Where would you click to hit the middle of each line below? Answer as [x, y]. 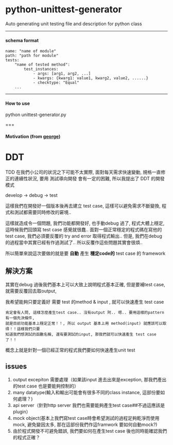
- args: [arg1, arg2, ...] [62, 74]
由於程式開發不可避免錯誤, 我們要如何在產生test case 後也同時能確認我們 [90, 431]
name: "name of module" [31, 51]
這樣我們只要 [28, 329]
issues [16, 367]
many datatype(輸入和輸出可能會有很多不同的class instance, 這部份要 [86, 392]
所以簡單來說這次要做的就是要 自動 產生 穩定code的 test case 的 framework [85, 253]
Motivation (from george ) [33, 136]
